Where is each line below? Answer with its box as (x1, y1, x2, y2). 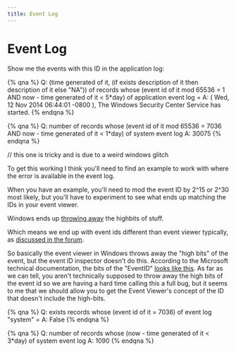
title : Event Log (7, 10, 58, 18)
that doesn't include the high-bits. (7, 294, 106, 303)
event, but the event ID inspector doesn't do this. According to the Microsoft (7, 256, 228, 265)
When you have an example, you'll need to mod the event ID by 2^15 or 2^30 (7, 185, 229, 194)
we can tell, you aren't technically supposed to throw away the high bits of (7, 271, 223, 280)
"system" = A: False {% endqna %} (7, 315, 110, 324)
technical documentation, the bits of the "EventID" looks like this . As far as (7, 264, 223, 272)
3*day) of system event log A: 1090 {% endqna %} (7, 336, 154, 345)
